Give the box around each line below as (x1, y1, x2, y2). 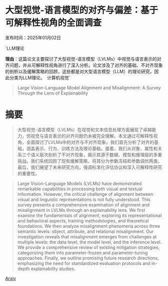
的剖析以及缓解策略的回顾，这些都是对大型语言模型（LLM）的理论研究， (5, 68, 154, 74)
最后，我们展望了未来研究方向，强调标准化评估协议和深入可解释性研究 (17, 164, 162, 170)
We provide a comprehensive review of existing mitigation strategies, (17, 244, 160, 250)
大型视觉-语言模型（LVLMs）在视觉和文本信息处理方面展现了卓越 (17, 126, 152, 133)
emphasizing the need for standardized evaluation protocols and (17, 260, 151, 266)
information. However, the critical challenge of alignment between (17, 191, 153, 197)
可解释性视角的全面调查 (5, 17, 102, 29)
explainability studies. (30, 265, 75, 271)
